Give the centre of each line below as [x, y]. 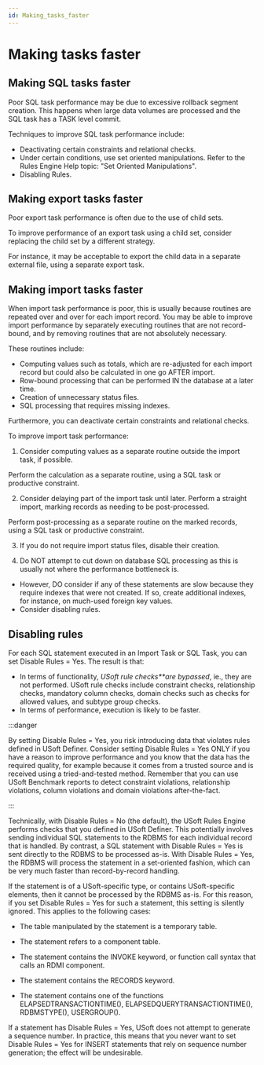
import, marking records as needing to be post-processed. [114, 507]
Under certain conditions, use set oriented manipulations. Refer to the [132, 157]
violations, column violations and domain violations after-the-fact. [114, 791]
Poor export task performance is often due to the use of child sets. [116, 218]
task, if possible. [46, 459]
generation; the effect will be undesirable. [75, 1052]
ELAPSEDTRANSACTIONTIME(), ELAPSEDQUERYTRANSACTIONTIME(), [136, 1004]
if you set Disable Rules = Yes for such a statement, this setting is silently [126, 903]
